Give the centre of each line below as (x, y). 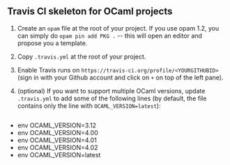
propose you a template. (52, 43)
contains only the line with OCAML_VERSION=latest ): (89, 105)
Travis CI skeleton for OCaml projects (90, 11)
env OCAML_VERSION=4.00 (58, 132)
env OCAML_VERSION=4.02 (58, 147)
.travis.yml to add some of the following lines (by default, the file (112, 98)
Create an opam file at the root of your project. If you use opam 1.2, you (118, 28)
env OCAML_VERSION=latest (59, 155)
